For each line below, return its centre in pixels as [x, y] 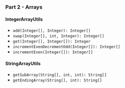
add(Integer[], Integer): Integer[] [52, 31]
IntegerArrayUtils [24, 19]
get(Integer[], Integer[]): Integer [52, 41]
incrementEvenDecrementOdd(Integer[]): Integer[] [67, 47]
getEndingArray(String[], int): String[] [57, 80]
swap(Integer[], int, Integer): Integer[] [58, 36]
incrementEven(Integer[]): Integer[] [53, 52]
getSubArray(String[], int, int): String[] [60, 75]
